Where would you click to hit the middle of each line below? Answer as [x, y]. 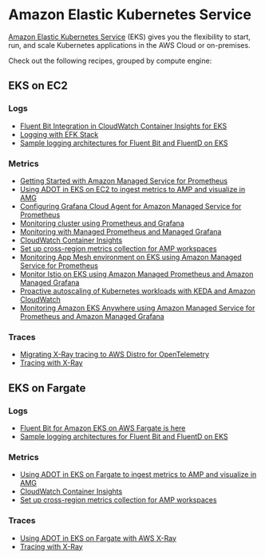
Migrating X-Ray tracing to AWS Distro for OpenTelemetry [115, 354]
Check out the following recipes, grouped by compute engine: [110, 61]
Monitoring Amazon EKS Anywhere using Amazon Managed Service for [137, 308]
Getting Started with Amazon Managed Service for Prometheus [124, 180]
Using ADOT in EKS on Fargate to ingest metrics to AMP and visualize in [138, 474]
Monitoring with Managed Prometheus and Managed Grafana [121, 231]
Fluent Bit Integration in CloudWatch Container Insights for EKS [123, 126]
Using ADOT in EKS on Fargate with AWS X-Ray [98, 538]
